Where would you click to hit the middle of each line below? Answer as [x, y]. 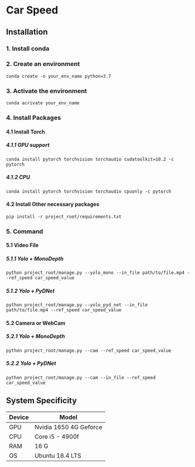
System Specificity [42, 401]
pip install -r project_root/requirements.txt [64, 217]
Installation [27, 32]
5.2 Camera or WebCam [36, 323]
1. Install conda [28, 49]
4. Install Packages [34, 118]
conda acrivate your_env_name [43, 103]
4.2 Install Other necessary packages [53, 204]
